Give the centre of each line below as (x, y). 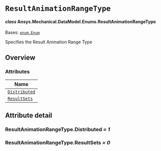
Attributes (17, 71)
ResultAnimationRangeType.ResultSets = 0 (58, 143)
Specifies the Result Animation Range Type (49, 42)
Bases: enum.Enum (23, 32)
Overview (20, 57)
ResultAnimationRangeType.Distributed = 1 (58, 129)
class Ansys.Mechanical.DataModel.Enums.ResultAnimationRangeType (80, 22)
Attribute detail (29, 115)
